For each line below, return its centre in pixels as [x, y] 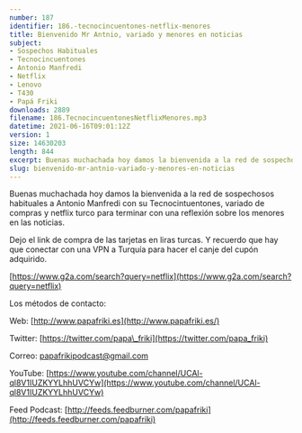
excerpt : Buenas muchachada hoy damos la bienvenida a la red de [134, 160]
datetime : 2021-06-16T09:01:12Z [70, 127]
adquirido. [28, 259]
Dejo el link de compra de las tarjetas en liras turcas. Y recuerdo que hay [144, 240]
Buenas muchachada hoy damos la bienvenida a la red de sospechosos [142, 194]
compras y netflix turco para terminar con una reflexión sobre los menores [147, 213]
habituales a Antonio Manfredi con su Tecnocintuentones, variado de [137, 203]
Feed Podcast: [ [39, 410]
